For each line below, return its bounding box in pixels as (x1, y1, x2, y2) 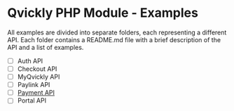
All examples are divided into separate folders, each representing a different (7, 28, 227, 37)
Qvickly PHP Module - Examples (7, 5, 198, 21)
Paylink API (17, 81, 50, 89)
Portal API (17, 96, 47, 105)
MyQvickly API (17, 72, 60, 81)
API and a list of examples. (7, 43, 84, 51)
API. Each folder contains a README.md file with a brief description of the (7, 35, 221, 44)
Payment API (17, 89, 55, 97)
